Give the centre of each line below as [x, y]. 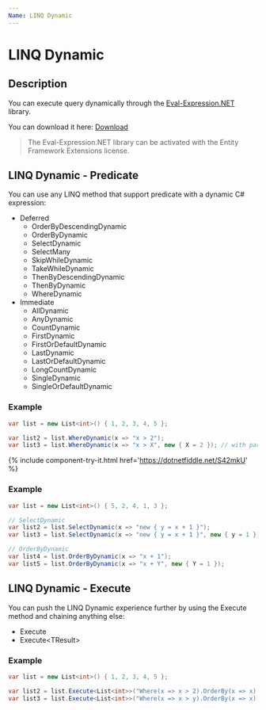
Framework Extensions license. [78, 151]
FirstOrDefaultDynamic [69, 345]
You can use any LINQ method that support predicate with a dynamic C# [127, 194]
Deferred [34, 218]
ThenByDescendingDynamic [78, 277]
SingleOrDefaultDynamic [72, 387]
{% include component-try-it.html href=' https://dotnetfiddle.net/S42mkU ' [128, 460]
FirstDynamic [53, 336]
